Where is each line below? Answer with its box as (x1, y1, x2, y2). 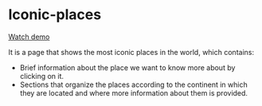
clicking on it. (19, 71, 65, 80)
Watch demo (8, 32, 50, 41)
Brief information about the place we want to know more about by (19, 62, 236, 73)
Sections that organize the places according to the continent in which (19, 80, 248, 89)
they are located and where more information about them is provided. (19, 88, 248, 97)
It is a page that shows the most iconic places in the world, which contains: (8, 47, 255, 57)
